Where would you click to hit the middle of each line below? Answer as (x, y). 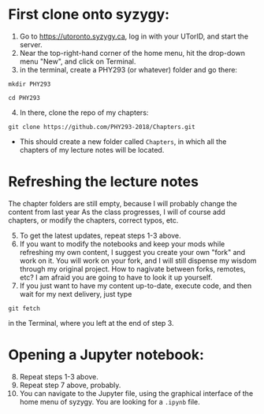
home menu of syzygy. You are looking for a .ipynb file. (110, 401)
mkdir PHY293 (30, 84)
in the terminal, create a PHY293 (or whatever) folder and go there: (128, 69)
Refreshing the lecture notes (104, 182)
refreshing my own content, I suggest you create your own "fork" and (132, 252)
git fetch (24, 309)
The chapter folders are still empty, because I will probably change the (123, 203)
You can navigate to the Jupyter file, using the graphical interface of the (136, 393)
